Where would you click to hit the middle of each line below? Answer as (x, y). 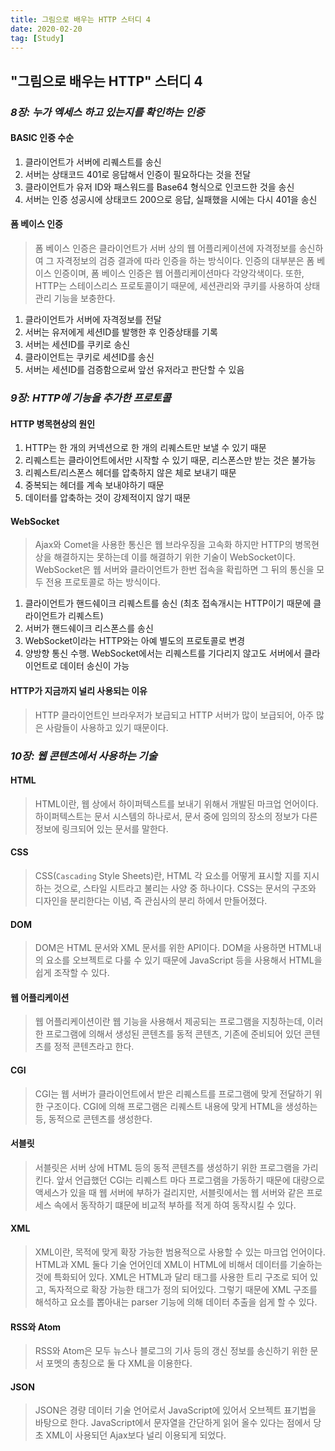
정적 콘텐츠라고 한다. (94, 1047)
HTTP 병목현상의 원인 (53, 423)
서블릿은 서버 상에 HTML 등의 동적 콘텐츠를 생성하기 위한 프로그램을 (167, 1167)
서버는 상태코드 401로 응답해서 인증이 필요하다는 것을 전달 (138, 174)
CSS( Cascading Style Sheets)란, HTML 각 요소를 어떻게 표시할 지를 (168, 875)
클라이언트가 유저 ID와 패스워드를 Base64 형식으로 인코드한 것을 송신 (159, 187)
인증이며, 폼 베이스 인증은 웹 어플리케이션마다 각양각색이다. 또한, (179, 273)
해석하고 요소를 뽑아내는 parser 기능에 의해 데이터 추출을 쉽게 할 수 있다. (176, 1302)
